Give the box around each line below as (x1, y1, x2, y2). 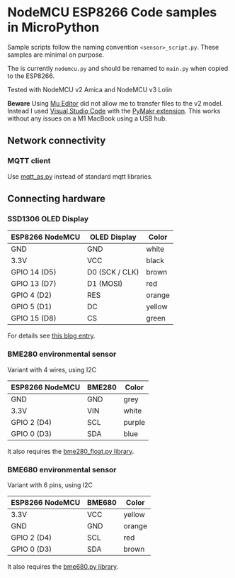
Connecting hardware (7, 193, 106, 205)
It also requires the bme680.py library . (7, 562, 119, 571)
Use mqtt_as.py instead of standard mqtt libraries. (7, 172, 154, 181)
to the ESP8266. (7, 72, 55, 80)
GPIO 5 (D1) (11, 302, 52, 312)
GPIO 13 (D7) (11, 279, 57, 289)
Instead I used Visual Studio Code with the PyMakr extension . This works (7, 106, 221, 115)
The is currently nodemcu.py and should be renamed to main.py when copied (7, 64, 229, 72)
